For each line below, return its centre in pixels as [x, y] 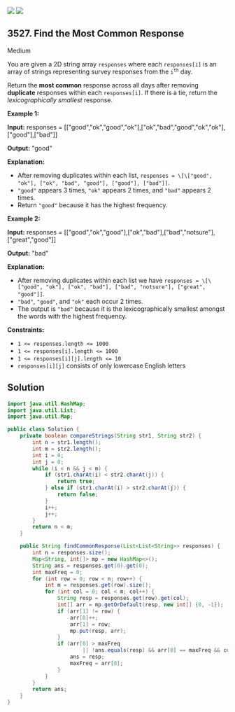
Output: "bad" [28, 253]
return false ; [78, 494]
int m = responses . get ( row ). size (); [98, 585]
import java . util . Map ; [40, 417]
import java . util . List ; [42, 410]
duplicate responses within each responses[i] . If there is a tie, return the [113, 92]
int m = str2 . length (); [67, 449]
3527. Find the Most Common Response [96, 34]
